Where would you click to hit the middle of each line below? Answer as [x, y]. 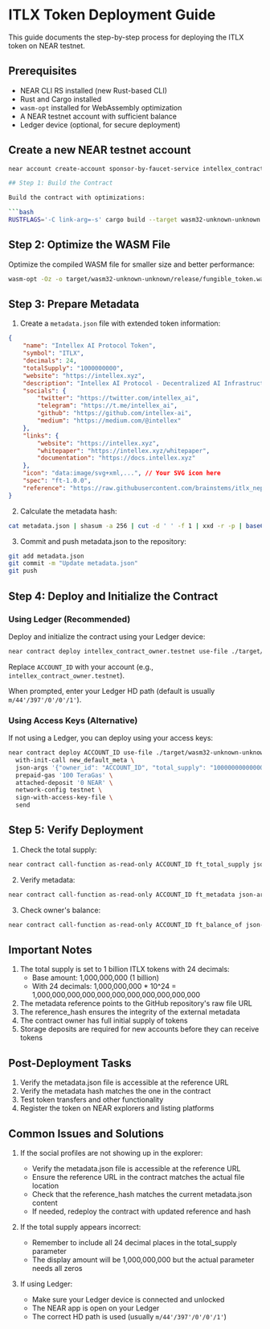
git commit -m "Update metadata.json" [73, 563]
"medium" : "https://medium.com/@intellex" [109, 421]
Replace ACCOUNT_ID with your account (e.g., [81, 667]
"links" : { [41, 436]
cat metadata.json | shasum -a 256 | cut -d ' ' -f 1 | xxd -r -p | [125, 525]
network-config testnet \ [59, 790]
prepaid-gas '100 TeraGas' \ [64, 775]
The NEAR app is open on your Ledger [96, 1308]
